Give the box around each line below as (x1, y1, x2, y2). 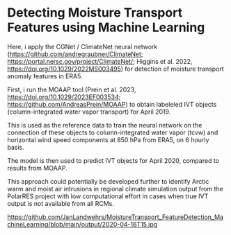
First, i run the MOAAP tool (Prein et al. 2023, (7, 85, 136, 94)
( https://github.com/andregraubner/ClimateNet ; (7, 50, 144, 58)
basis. (7, 143, 24, 151)
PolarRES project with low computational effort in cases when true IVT (7, 192, 209, 200)
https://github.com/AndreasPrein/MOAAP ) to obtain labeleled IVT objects (7, 100, 217, 108)
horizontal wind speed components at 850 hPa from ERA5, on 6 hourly (7, 135, 209, 143)
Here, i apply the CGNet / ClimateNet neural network (7, 42, 158, 51)
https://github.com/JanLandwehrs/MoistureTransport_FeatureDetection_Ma (7, 213, 224, 221)
